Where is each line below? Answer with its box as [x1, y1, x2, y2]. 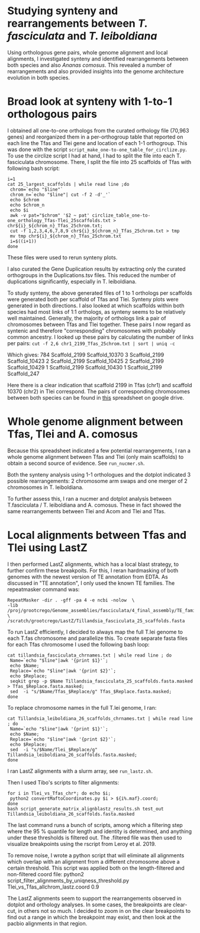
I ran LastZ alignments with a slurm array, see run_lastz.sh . [7, 767, 153, 774]
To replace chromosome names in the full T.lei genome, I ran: [7, 704, 157, 711]
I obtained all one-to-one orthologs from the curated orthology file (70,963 [7, 127, 189, 134]
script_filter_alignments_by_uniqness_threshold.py [7, 877, 130, 884]
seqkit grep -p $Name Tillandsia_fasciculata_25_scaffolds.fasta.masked [9, 678, 193, 684]
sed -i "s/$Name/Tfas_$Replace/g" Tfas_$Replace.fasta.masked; [9, 689, 172, 694]
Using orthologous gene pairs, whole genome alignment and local [7, 49, 168, 56]
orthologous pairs [7, 108, 98, 121]
